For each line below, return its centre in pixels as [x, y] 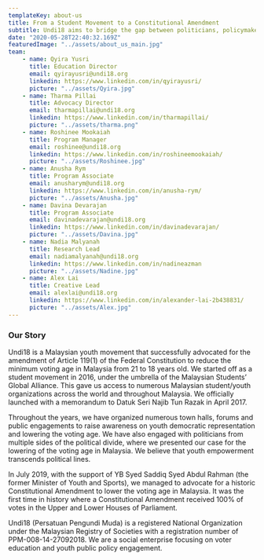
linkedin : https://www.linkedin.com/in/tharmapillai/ [119, 118]
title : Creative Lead [64, 286]
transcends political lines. [49, 459]
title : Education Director [73, 67]
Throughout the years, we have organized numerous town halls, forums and [131, 417]
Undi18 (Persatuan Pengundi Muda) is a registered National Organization [125, 522]
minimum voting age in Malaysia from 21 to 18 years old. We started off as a [130, 368]
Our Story [27, 335]
